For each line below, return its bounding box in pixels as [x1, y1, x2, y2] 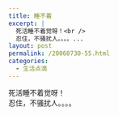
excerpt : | [8, 19, 45, 28]
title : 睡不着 [8, 11, 53, 20]
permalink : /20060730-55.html [8, 49, 111, 57]
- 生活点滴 [15, 65, 48, 73]
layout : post [8, 42, 53, 50]
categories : [8, 57, 48, 66]
